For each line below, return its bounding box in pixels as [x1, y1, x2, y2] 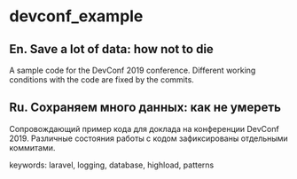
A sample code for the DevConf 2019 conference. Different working [9, 65, 256, 75]
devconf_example [9, 6, 144, 27]
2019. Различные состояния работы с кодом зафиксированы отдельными [9, 133, 288, 144]
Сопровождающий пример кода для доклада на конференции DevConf [9, 123, 279, 134]
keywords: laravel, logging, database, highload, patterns [9, 160, 215, 170]
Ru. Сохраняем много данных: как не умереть [9, 100, 282, 115]
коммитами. [9, 142, 56, 152]
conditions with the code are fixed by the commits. [9, 74, 195, 85]
